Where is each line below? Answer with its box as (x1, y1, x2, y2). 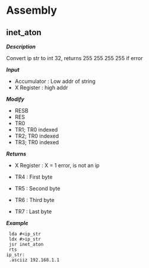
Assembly (6, 4, 58, 17)
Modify (6, 96, 25, 102)
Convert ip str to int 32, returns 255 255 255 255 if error (6, 55, 143, 61)
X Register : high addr (14, 84, 68, 91)
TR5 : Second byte (14, 185, 61, 192)
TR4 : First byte (14, 173, 53, 180)
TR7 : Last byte (14, 208, 52, 215)
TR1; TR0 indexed (14, 126, 58, 133)
